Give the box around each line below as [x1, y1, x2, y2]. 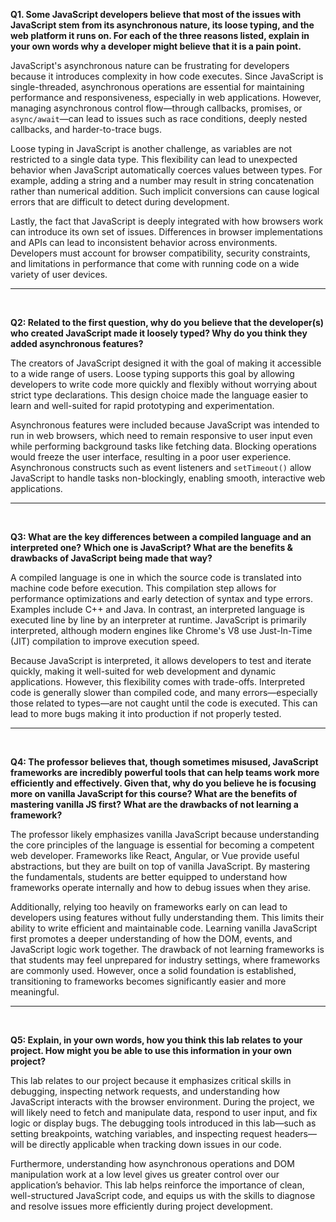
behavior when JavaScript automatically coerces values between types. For [10, 164, 323, 176]
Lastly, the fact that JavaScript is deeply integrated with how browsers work [10, 215, 324, 227]
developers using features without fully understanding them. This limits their [10, 912, 325, 923]
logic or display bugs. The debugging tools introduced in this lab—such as [10, 1117, 317, 1129]
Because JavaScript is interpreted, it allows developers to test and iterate [10, 655, 312, 666]
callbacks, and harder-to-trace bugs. [10, 124, 163, 135]
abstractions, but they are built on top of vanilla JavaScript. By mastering [10, 860, 311, 872]
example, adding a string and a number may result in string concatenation [10, 175, 315, 186]
